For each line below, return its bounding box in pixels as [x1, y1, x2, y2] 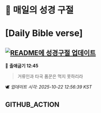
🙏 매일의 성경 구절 [5, 4, 74, 16]
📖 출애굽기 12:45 [5, 63, 38, 69]
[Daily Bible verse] [5, 28, 83, 39]
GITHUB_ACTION [5, 100, 60, 109]
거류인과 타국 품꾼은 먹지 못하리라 [17, 73, 83, 80]
